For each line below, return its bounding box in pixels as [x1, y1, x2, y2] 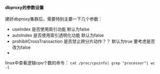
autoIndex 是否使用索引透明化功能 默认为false [12, 32, 104, 38]
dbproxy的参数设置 [5, 4, 44, 10]
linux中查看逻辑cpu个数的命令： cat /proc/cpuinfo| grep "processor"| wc [5, 60, 155, 66]
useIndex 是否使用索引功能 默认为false [12, 27, 90, 32]
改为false [12, 44, 31, 50]
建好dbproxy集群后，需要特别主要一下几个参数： [5, 16, 103, 22]
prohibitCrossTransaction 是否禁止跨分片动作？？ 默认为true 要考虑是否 [12, 39, 156, 44]
